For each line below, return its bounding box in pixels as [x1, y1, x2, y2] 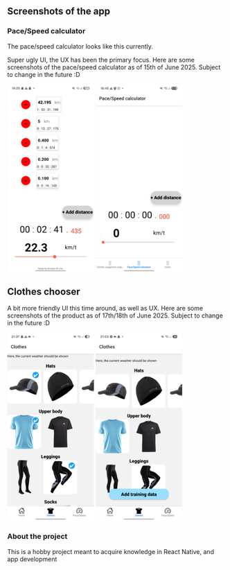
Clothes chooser [7, 286, 81, 297]
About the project [7, 532, 68, 542]
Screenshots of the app [7, 6, 111, 17]
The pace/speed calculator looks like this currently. [7, 42, 154, 51]
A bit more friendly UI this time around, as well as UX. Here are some [7, 304, 203, 313]
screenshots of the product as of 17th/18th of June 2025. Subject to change [7, 311, 223, 320]
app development [7, 555, 57, 563]
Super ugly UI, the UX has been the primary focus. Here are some [7, 55, 195, 64]
